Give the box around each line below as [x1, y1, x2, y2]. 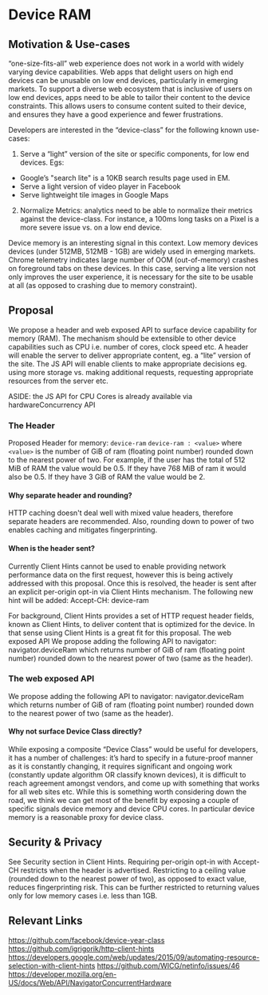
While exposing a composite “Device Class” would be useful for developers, [8, 745, 258, 754]
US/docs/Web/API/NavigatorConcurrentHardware [8, 977, 171, 987]
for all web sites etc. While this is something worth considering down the [8, 787, 247, 797]
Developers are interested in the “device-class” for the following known [8, 126, 243, 134]
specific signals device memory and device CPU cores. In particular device [8, 804, 255, 813]
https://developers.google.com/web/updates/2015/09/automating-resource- [8, 952, 260, 961]
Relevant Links [8, 914, 83, 928]
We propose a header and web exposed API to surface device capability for [8, 325, 258, 334]
